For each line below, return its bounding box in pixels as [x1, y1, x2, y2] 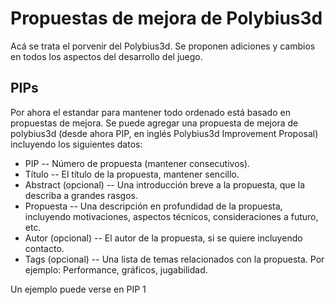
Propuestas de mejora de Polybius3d [10, 7, 323, 30]
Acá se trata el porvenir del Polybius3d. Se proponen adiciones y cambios [10, 40, 316, 52]
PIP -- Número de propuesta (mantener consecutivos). [24, 157, 251, 169]
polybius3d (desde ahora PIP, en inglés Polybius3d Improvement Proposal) [10, 127, 319, 139]
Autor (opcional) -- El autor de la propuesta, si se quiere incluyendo [24, 232, 303, 244]
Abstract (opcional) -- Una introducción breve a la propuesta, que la [24, 178, 306, 191]
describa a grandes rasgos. [24, 189, 138, 201]
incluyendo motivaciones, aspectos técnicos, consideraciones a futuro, [24, 210, 319, 222]
